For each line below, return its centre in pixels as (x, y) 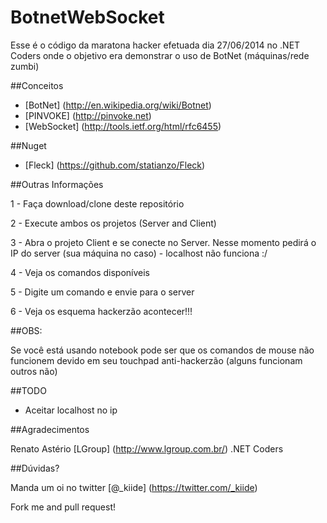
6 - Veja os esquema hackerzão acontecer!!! (101, 311)
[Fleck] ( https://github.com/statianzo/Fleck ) (115, 165)
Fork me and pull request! (63, 507)
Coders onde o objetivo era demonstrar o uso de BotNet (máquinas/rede (160, 55)
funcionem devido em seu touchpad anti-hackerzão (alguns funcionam (156, 360)
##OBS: (26, 330)
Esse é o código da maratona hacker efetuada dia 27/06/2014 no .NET (155, 45)
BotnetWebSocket (87, 17)
